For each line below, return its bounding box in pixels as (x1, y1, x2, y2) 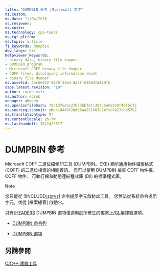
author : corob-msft (5, 89, 45, 94)
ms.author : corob (5, 94, 41, 99)
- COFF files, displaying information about (5, 71, 97, 76)
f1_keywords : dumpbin (5, 44, 49, 49)
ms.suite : (5, 26, 25, 30)
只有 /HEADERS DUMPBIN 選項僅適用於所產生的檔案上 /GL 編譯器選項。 (5, 210, 146, 216)
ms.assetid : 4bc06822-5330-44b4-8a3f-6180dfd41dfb (5, 80, 111, 85)
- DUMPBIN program (5, 62, 43, 67)
